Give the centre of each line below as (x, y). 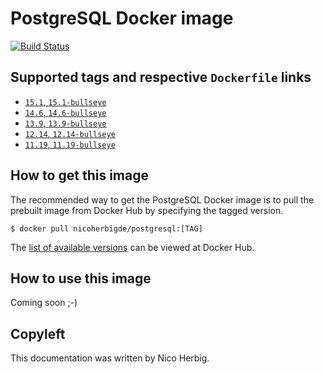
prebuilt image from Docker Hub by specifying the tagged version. (147, 210)
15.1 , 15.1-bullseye (65, 101)
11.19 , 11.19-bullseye (70, 144)
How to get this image (79, 175)
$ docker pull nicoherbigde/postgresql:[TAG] (106, 228)
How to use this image (81, 278)
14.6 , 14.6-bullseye (65, 112)
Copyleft (38, 333)
